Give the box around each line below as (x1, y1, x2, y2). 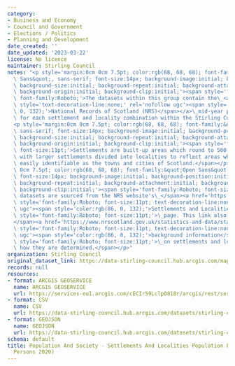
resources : (7, 270, 39, 277)
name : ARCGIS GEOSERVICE (13, 283, 86, 290)
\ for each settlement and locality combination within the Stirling (13, 114, 220, 121)
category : (7, 10, 36, 17)
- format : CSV (7, 297, 49, 304)
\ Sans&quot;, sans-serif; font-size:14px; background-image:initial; (13, 75, 224, 83)
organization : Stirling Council (7, 251, 101, 258)
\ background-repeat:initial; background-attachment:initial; (13, 179, 199, 186)
